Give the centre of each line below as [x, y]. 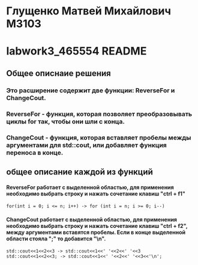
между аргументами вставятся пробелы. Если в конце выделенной [96, 232]
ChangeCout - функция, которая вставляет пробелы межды [99, 137]
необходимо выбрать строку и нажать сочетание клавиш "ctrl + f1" [96, 194]
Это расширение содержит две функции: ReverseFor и [91, 90]
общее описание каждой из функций [79, 172]
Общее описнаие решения [58, 73]
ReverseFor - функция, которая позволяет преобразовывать [99, 114]
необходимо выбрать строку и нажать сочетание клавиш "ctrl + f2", [97, 225]
